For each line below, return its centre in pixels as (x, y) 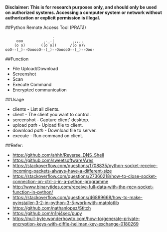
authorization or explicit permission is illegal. (53, 18)
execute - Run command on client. (48, 136)
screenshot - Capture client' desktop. (51, 120)
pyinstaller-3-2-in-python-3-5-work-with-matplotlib (66, 203)
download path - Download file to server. (55, 130)
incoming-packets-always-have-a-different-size (62, 171)
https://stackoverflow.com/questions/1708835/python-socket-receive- (85, 166)
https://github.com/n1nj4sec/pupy (47, 213)
